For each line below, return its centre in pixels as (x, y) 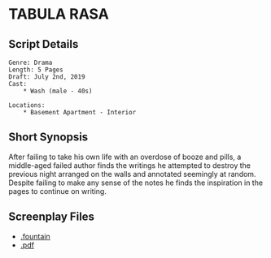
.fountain (35, 236)
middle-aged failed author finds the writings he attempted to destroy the (129, 165)
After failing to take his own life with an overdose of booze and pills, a (125, 157)
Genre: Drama (31, 62)
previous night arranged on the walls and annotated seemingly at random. (132, 174)
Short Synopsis (48, 138)
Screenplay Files (52, 217)
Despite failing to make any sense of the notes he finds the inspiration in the (135, 183)
